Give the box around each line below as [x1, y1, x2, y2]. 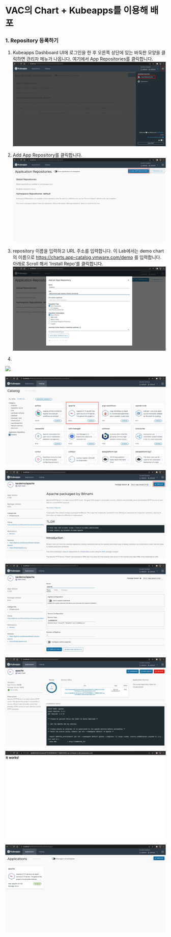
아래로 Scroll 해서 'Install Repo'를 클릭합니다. [12, 260, 103, 266]
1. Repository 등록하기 [5, 37, 59, 44]
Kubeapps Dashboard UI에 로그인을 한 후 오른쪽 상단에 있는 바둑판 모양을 [12, 50, 160, 56]
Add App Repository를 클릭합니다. [12, 152, 82, 158]
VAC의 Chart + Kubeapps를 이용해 [5, 5, 149, 16]
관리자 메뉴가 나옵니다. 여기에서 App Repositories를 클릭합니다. [26, 56, 154, 62]
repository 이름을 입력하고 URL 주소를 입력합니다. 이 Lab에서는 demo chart [12, 247, 164, 254]
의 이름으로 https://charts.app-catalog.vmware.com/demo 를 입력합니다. [12, 254, 162, 260]
